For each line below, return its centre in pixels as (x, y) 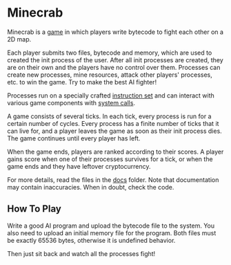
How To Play (34, 209)
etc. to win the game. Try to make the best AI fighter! (82, 82)
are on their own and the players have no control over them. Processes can (114, 67)
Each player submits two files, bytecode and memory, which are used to (110, 53)
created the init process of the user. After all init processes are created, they (115, 60)
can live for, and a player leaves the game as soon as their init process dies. (114, 131)
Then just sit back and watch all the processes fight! (81, 253)
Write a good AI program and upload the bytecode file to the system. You (111, 226)
